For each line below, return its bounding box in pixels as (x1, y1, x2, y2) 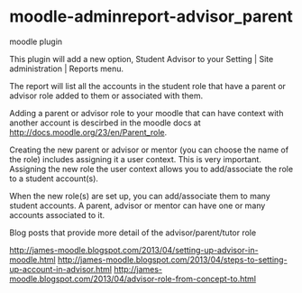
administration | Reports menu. (9, 63, 124, 74)
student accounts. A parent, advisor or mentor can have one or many (9, 200, 266, 211)
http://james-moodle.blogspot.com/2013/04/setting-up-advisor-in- (9, 244, 259, 255)
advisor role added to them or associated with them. (9, 90, 204, 101)
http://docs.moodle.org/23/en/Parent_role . (9, 126, 168, 137)
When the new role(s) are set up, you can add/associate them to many (9, 190, 270, 201)
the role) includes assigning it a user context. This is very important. (9, 153, 261, 164)
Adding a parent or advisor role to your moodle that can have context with (9, 107, 284, 118)
